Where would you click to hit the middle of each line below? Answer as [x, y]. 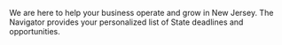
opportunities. [35, 31]
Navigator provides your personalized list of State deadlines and [126, 22]
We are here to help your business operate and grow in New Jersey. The [141, 13]
